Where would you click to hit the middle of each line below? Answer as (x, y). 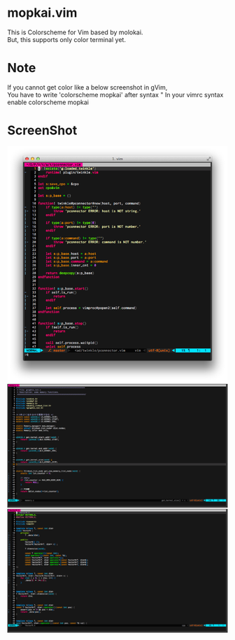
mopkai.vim (42, 13)
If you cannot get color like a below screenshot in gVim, (87, 87)
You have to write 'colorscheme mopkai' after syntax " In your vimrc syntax (115, 94)
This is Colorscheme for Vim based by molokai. (75, 32)
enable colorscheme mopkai (48, 102)
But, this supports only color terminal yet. (66, 39)
